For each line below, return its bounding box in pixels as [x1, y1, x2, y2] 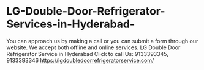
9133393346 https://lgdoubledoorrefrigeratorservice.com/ [6, 57, 154, 64]
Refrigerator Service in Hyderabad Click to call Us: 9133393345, [6, 50, 168, 57]
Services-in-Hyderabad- [6, 17, 135, 31]
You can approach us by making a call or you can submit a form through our [6, 37, 198, 44]
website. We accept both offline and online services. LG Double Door [6, 44, 181, 51]
